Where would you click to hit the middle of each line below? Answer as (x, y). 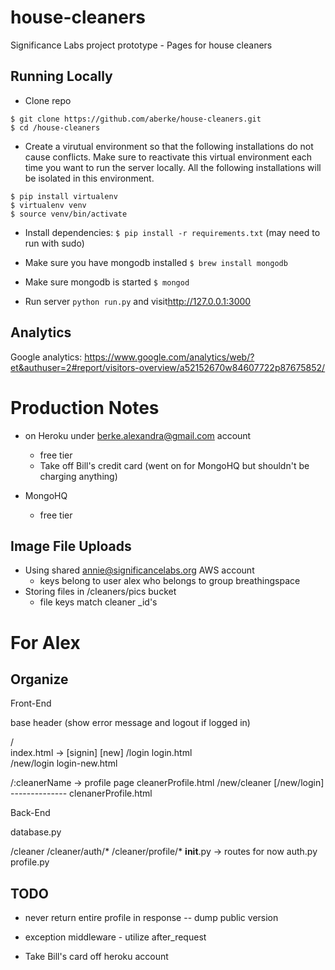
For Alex (45, 642)
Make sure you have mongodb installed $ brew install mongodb (156, 262)
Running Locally (61, 76)
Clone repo (48, 100)
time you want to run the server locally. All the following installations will (173, 167)
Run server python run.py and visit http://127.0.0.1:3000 (138, 301)
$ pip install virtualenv (64, 196)
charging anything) (78, 476)
